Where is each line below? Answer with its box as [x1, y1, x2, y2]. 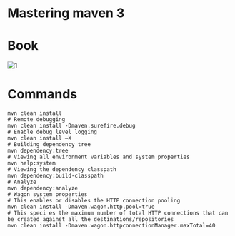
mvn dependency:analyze [7, 185, 79, 192]
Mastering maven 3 [7, 5, 125, 21]
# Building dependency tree [7, 141, 91, 148]
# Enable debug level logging [7, 128, 98, 136]
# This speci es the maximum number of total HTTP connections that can [7, 210, 229, 217]
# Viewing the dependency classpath [7, 166, 116, 173]
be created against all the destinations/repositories [7, 216, 174, 223]
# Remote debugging [7, 116, 66, 123]
